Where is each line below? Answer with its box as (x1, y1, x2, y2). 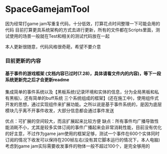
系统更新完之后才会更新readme (5, 77, 70, 83)
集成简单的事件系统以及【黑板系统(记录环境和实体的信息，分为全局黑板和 (5, 89, 155, 95)
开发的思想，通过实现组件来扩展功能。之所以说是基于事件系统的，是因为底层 (5, 101, 162, 108)
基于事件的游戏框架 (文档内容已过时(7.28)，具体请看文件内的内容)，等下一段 (5, 71, 162, 77)
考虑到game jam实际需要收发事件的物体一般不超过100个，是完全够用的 (5, 143, 150, 149)
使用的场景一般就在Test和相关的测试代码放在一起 (9, 33, 110, 39)
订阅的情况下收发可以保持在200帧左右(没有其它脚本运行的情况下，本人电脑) (5, 137, 161, 143)
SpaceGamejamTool (5, 3, 90, 15)
